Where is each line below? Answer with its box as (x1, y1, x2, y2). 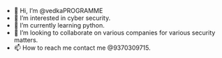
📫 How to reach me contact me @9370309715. (13, 43, 151, 52)
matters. (13, 36, 38, 44)
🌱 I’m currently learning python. (13, 21, 105, 29)
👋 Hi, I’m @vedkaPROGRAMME (13, 7, 103, 14)
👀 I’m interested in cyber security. (13, 14, 111, 22)
